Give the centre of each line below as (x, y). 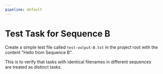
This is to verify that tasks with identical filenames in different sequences (78, 62)
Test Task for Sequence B (58, 33)
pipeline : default (24, 9)
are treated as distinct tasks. (34, 67)
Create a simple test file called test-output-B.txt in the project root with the (81, 47)
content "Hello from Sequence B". (39, 52)
